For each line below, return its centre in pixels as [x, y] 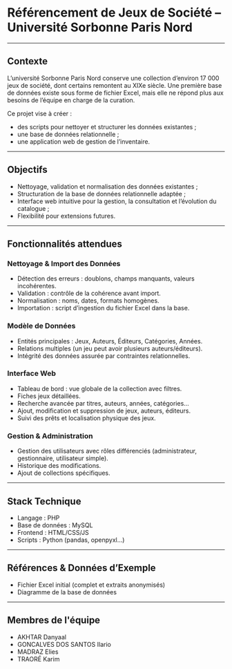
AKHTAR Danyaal [42, 637]
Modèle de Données [41, 326]
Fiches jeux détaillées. [49, 396]
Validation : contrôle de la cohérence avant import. [89, 293]
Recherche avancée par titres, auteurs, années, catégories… [103, 403]
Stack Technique [44, 501]
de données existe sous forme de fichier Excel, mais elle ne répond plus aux [116, 93]
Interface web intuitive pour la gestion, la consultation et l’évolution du [117, 201]
